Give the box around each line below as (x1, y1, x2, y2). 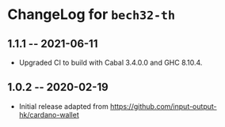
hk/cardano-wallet (18, 110, 80, 119)
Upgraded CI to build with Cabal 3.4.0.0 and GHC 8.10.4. (18, 58, 203, 67)
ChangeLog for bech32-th (7, 6, 176, 24)
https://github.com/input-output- (109, 101, 217, 111)
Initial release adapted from (18, 101, 109, 111)
